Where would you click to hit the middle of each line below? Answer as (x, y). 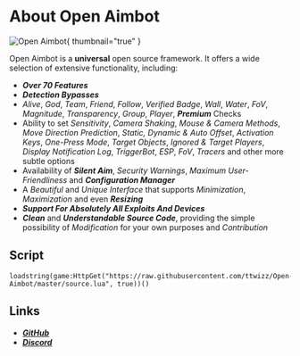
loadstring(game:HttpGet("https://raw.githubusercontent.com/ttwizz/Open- (151, 276)
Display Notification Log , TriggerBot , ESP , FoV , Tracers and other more (153, 151)
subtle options (49, 161)
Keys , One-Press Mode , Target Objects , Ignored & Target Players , (143, 142)
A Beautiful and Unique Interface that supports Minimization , (134, 189)
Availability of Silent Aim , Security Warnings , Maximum (124, 170)
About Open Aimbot (85, 17)
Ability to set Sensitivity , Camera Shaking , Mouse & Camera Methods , (151, 123)
